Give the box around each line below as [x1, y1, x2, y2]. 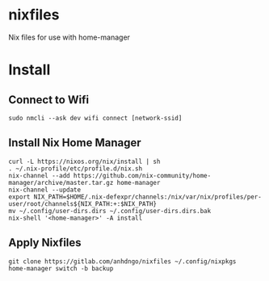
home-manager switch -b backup [8, 264, 114, 272]
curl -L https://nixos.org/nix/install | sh [8, 157, 161, 166]
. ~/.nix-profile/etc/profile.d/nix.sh [8, 164, 143, 173]
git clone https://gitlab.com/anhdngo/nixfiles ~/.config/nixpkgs [8, 257, 237, 266]
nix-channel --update [8, 186, 82, 194]
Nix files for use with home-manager [8, 32, 131, 42]
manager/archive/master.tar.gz [8, 178, 114, 187]
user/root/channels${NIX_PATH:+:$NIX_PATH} [8, 199, 158, 208]
